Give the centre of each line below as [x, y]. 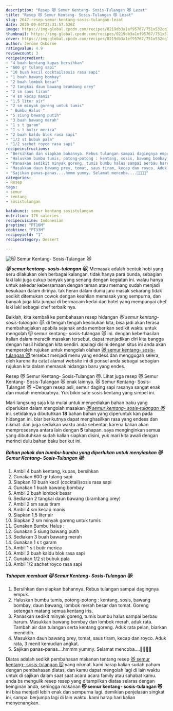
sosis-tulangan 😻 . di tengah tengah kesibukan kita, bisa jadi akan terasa [83, 322]
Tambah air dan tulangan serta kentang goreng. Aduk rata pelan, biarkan [90, 627]
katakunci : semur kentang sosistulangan [50, 211]
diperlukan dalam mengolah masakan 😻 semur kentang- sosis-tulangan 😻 [85, 408]
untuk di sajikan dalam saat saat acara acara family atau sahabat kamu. [81, 675]
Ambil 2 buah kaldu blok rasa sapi [49, 553]
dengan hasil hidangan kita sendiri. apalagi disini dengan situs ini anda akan [86, 344]
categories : [18, 178]
